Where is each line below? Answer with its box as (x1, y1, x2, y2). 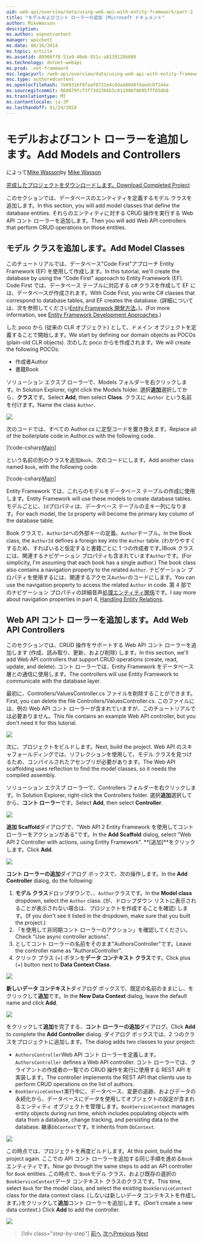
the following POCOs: (6, 346, 60, 353)
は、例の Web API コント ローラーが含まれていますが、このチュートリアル (6, 705, 191, 712)
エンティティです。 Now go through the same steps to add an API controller (6, 1163, 193, 1170)
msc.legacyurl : (6, 71, 45, 77)
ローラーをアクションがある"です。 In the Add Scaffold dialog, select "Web (6, 831, 192, 838)
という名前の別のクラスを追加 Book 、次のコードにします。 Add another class (6, 456, 195, 464)
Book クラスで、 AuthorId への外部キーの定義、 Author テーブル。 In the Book (6, 530, 192, 537)
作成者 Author (14, 358, 48, 366)
